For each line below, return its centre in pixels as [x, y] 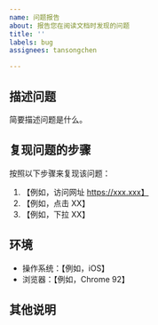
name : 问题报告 [35, 17]
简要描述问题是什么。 [48, 119]
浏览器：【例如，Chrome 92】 [76, 279]
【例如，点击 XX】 [56, 203]
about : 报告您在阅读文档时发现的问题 [70, 26]
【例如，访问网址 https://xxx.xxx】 [85, 192]
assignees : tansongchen [53, 51]
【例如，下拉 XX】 [56, 214]
